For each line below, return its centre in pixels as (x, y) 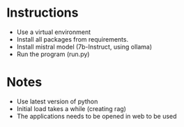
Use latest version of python (57, 101)
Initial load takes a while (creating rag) (71, 108)
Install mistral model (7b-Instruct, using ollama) (84, 46)
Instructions (43, 13)
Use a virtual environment (54, 32)
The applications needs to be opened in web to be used (97, 116)
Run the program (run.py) (53, 54)
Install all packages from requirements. (72, 39)
